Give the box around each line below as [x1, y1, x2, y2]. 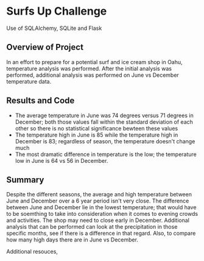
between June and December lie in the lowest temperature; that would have [6, 204, 197, 211]
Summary [6, 174, 44, 185]
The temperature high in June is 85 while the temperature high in [15, 131, 178, 138]
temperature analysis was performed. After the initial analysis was [6, 65, 172, 72]
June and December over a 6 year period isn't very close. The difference [6, 197, 189, 205]
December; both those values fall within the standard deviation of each [15, 118, 194, 126]
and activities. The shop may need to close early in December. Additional [6, 216, 190, 224]
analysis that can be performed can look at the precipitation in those [6, 223, 178, 231]
